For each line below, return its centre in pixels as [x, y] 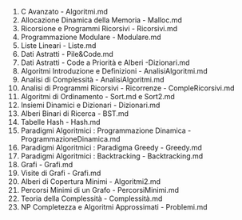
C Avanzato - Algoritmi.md [64, 12]
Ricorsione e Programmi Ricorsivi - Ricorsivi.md [99, 28]
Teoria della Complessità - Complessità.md [91, 198]
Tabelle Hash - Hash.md [60, 122]
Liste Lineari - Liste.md [58, 46]
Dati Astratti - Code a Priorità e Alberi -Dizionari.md [105, 62]
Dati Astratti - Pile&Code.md [67, 54]
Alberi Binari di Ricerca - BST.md [75, 114]
